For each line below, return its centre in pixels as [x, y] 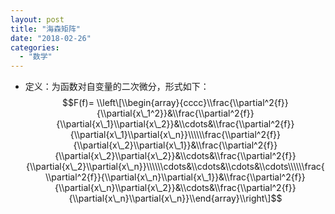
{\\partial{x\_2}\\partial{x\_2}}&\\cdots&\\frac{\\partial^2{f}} [175, 156]
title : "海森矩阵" [46, 29]
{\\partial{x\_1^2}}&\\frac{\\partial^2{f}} [175, 113]
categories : [35, 47]
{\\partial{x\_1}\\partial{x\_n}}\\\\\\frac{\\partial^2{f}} [175, 135]
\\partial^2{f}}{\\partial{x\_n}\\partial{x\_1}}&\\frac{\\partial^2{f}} [175, 177]
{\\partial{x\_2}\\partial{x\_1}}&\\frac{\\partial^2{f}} [175, 145]
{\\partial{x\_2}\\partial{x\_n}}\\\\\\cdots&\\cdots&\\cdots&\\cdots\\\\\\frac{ [175, 167]
